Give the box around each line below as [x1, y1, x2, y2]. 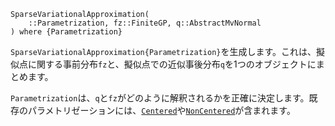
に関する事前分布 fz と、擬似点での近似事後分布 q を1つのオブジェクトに [27, 58, 317, 70]
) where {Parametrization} [10, 27, 123, 37]
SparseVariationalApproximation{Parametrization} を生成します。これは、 [10, 46, 317, 57]
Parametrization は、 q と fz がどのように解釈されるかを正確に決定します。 [10, 92, 310, 104]
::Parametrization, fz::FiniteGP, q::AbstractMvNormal [28, 18, 262, 28]
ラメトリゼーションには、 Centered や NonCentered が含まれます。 [36, 105, 296, 116]
